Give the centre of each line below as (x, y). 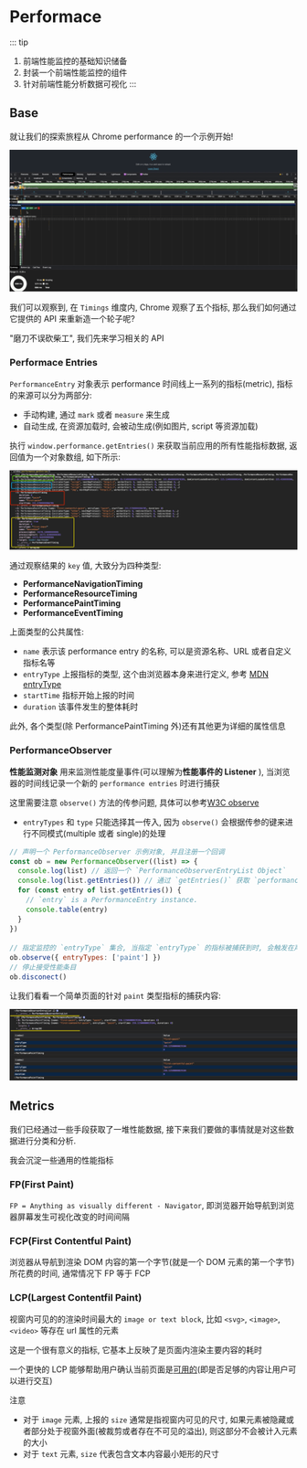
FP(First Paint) (42, 1184)
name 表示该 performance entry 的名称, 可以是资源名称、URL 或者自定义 (157, 652)
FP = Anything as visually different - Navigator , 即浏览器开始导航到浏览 (152, 1206)
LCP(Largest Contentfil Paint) (76, 1298)
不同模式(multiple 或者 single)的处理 (98, 833)
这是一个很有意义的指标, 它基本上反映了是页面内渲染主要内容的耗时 (136, 1349)
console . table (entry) (67, 910)
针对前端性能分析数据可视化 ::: (79, 83)
